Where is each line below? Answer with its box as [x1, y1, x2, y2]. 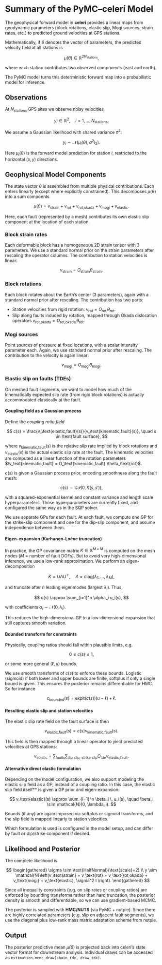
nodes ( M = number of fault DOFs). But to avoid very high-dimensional [5, 553, 146, 559]
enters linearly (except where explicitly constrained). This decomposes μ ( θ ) [5, 189, 156, 195]
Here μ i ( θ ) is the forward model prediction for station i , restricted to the [5, 150, 147, 157]
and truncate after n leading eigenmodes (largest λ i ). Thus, [5, 584, 123, 591]
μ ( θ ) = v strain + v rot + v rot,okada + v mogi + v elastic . [33, 203, 130, 210]
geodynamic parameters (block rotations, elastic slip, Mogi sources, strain [5, 24, 153, 30]
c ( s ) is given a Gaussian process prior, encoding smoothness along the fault [5, 470, 157, 476]
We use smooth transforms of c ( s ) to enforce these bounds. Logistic [5, 670, 142, 676]
